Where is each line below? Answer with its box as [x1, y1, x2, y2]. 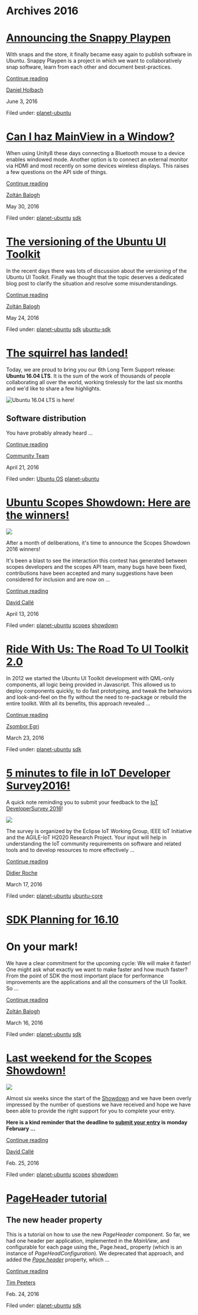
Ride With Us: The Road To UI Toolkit [6, 642, 189, 655]
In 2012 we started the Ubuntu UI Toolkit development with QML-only [6, 674, 174, 681]
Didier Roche [6, 869, 38, 876]
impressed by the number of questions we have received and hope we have [6, 1101, 191, 1108]
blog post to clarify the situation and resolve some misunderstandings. [6, 280, 178, 287]
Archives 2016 [6, 4, 79, 18]
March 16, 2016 [6, 1019, 43, 1026]
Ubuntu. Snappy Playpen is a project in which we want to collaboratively [6, 57, 182, 65]
